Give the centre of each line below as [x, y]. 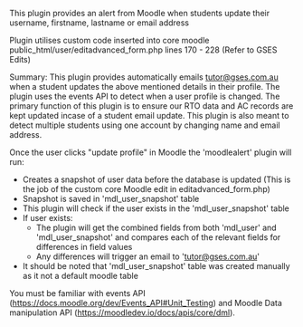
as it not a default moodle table [80, 276]
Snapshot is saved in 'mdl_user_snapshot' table [111, 199]
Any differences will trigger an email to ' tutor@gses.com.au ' [148, 256]
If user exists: [47, 218]
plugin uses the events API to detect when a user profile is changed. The [145, 96]
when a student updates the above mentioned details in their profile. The [145, 87]
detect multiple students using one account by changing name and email [145, 125]
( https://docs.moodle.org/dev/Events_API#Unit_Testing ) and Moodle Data [146, 303]
